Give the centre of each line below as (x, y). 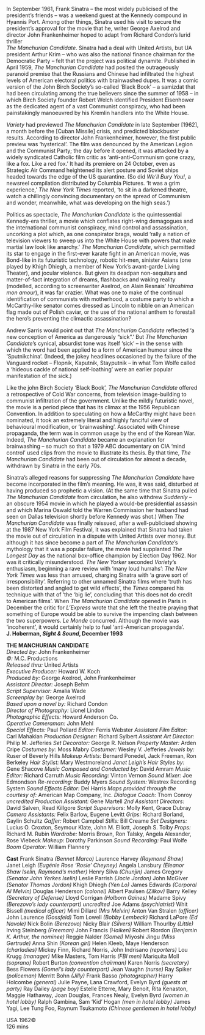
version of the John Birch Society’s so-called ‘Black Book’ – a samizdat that (101, 87)
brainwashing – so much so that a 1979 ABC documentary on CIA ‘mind (96, 446)
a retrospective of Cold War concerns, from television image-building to (97, 394)
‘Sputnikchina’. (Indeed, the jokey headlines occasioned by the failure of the (101, 356)
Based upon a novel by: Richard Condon (57, 704)
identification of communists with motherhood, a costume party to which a (100, 299)
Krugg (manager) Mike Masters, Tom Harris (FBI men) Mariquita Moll (93, 956)
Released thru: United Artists (42, 665)
